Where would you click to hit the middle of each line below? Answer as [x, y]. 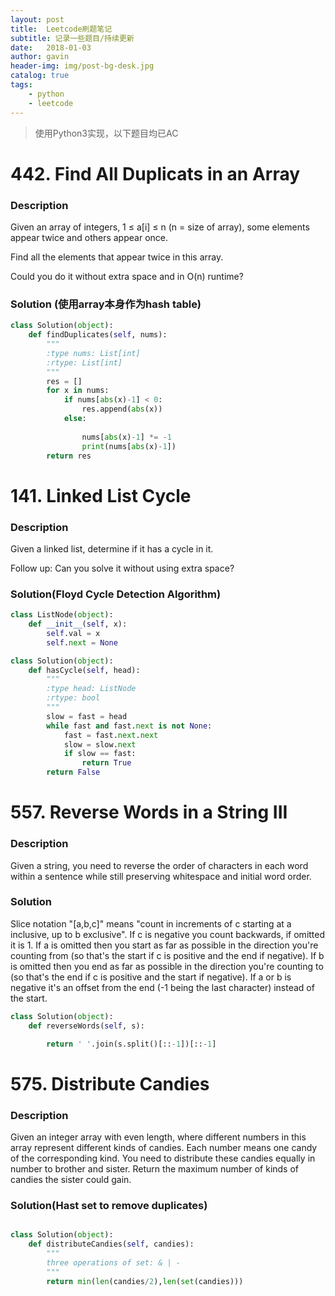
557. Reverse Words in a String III [149, 812]
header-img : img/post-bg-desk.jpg [82, 66]
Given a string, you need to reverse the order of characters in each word [159, 865]
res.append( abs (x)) [122, 409]
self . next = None [82, 642]
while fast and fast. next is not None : [129, 726]
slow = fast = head [87, 716]
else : [75, 419]
